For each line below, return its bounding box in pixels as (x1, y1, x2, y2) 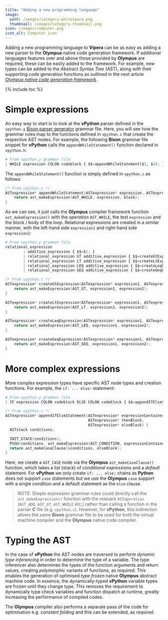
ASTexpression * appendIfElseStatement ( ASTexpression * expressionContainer (5, 413, 164, 419)
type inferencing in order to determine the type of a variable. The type (5, 557, 150, 563)
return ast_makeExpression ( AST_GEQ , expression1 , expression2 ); (14, 341, 151, 347)
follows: (5, 176, 21, 182)
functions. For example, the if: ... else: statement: (5, 385, 115, 391)
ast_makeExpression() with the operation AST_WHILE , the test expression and (5, 214, 161, 220)
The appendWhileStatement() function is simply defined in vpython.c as (5, 170, 151, 176)
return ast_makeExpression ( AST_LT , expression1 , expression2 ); (14, 304, 149, 309)
